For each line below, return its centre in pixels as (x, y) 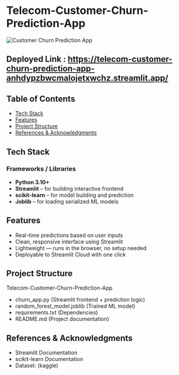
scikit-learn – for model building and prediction (74, 195)
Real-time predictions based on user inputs (69, 235)
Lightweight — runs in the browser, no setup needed (81, 248)
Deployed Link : (36, 59)
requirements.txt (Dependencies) (56, 313)
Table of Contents (41, 98)
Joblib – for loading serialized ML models (67, 201)
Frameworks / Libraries (41, 169)
